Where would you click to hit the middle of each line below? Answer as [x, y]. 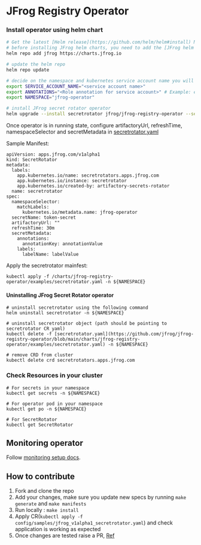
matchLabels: [33, 207]
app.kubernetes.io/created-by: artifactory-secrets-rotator [93, 186]
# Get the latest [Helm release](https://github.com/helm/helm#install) [99, 42]
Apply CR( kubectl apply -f [49, 516]
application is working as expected [58, 529]
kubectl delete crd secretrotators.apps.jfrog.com [71, 361]
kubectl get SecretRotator [40, 425]
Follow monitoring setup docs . [43, 457]
